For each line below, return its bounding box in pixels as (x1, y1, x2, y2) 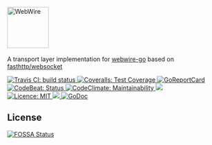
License (7, 112, 42, 124)
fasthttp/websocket (7, 63, 63, 70)
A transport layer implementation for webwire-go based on (7, 55, 175, 63)
